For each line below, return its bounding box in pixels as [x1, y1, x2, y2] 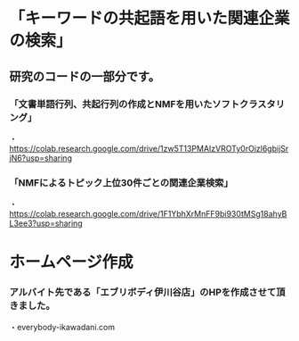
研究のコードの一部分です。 [9, 69, 160, 84]
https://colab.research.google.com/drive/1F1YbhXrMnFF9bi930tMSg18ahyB [9, 209, 287, 220]
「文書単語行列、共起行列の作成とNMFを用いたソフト [9, 97, 240, 110]
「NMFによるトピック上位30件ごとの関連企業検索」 [9, 176, 233, 188]
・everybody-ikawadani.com [9, 321, 116, 332]
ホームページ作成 [9, 252, 133, 272]
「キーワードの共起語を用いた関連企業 [9, 8, 291, 29]
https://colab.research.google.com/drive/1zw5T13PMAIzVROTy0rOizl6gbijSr [9, 143, 289, 154]
